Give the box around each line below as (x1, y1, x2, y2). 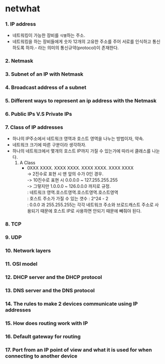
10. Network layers (5, 247, 51, 254)
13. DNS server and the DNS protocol (5, 287, 95, 294)
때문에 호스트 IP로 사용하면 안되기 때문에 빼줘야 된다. (40, 208, 142, 214)
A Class (19, 160, 36, 166)
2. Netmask (5, 57, 34, 64)
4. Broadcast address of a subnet (5, 84, 86, 91)
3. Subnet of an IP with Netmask (5, 71, 83, 78)
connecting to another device (5, 352, 78, 359)
